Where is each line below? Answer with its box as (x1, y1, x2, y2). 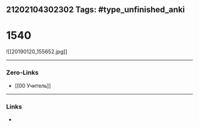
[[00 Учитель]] (14, 82, 52, 89)
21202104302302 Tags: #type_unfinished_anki (6, 5, 185, 15)
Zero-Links (6, 68, 39, 77)
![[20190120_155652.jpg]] (6, 48, 68, 55)
